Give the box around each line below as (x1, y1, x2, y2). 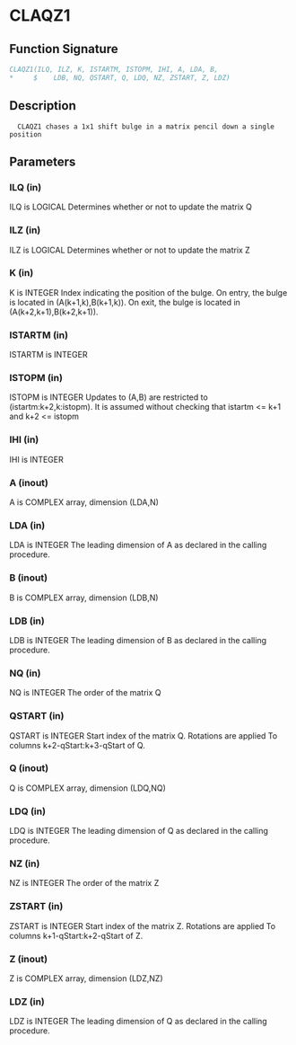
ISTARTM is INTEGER (9, 350, 88, 360)
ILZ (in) (9, 224, 41, 236)
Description (9, 98, 76, 113)
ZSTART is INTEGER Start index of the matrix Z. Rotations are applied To (9, 920, 276, 931)
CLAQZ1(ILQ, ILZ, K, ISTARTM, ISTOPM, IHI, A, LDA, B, (9, 65, 219, 74)
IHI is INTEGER (9, 454, 65, 465)
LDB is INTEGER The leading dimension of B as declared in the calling (9, 634, 267, 645)
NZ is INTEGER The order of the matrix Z (9, 878, 160, 889)
